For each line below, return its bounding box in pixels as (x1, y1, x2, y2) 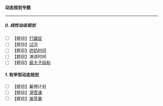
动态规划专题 (5, 4, 31, 10)
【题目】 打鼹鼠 (12, 35, 42, 41)
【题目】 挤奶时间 (12, 47, 47, 53)
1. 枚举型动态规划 (5, 72, 39, 77)
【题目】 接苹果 (12, 95, 42, 101)
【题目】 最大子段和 (12, 60, 51, 65)
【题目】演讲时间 (12, 54, 47, 60)
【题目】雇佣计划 (12, 83, 47, 89)
